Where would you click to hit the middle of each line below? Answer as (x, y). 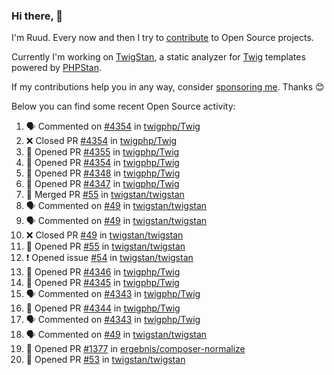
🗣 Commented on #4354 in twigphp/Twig (113, 126)
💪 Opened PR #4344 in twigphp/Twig (103, 308)
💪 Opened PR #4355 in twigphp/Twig (102, 152)
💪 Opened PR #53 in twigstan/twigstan (105, 360)
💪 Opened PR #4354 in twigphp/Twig (102, 163)
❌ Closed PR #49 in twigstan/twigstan (104, 235)
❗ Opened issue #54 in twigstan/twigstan (109, 258)
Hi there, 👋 (37, 16)
